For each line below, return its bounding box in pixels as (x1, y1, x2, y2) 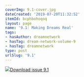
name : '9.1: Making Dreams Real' (5, 26, 74, 30)
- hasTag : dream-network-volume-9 (5, 39, 76, 44)
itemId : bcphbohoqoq (5, 16, 48, 21)
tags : (5, 30, 16, 35)
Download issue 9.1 (10, 67, 49, 73)
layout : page (5, 21, 32, 26)
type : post (5, 48, 28, 53)
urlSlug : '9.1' (5, 52, 36, 58)
